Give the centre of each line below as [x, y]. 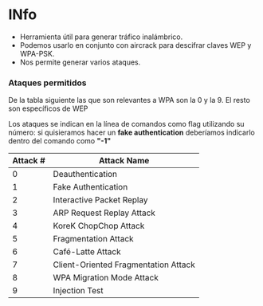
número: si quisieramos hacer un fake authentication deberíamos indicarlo [131, 132]
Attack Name [124, 161]
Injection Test [78, 291]
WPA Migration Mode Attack [106, 278]
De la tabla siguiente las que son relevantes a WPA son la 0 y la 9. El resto [130, 100]
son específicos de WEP [48, 108]
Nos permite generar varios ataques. [80, 62]
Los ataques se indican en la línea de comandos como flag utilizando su [126, 124]
